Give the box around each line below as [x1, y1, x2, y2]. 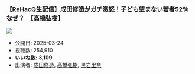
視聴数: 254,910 [14, 47, 53, 54]
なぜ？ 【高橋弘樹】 [6, 14, 64, 22]
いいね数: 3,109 [14, 54, 53, 61]
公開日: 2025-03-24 [14, 39, 64, 46]
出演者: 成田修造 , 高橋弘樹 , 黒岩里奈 [14, 62, 102, 69]
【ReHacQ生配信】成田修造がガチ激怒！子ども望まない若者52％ [6, 5, 189, 13]
